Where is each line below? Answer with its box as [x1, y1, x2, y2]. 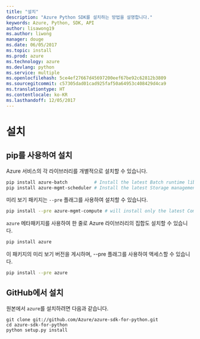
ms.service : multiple [6, 70, 60, 76]
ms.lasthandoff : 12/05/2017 [6, 97, 76, 103]
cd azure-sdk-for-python [6, 322, 68, 328]
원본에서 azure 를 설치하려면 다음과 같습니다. [6, 304, 109, 312]
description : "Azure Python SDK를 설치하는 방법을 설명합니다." [6, 14, 153, 20]
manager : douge [6, 36, 44, 42]
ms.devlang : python [6, 64, 55, 70]
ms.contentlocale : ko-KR [6, 92, 68, 98]
